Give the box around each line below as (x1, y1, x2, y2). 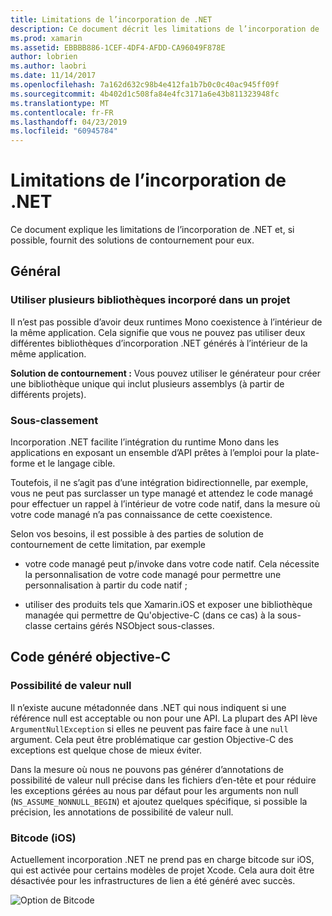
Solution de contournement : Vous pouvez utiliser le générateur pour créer (10, 367, 322, 379)
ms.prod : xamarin (10, 33, 83, 43)
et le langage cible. (37, 457, 116, 470)
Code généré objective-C (10, 649, 172, 666)
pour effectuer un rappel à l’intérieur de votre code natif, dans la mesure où (10, 498, 321, 510)
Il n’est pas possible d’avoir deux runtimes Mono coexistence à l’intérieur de (10, 316, 323, 328)
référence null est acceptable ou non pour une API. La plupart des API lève (10, 712, 318, 724)
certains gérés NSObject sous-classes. (53, 620, 215, 632)
